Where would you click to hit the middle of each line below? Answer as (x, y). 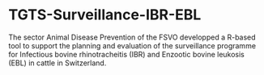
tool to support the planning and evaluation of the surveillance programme (132, 45)
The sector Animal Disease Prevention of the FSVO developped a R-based (132, 37)
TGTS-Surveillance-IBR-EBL (105, 15)
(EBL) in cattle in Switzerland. (57, 63)
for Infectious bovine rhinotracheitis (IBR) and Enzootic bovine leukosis (127, 54)
